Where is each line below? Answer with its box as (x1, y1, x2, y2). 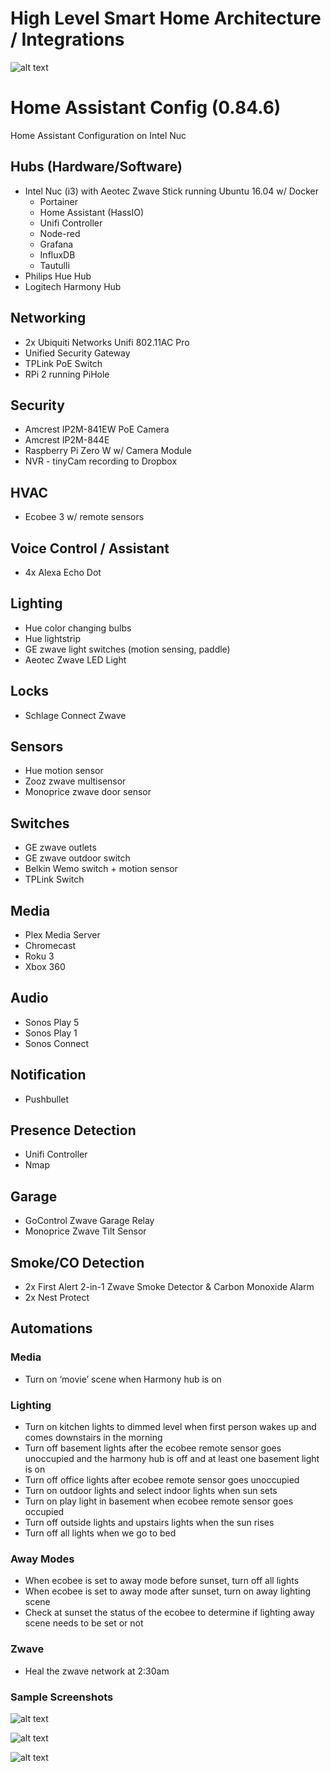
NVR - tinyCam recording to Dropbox (24, 455, 178, 467)
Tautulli (39, 259, 70, 271)
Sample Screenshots (10, 1690, 114, 1704)
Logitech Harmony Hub (24, 280, 122, 292)
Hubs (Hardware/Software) (10, 158, 183, 176)
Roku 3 (24, 950, 55, 962)
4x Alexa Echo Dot (24, 566, 102, 578)
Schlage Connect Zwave (24, 709, 127, 721)
